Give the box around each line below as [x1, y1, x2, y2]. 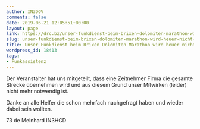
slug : [6, 36, 20, 42]
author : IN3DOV [6, 8, 44, 15]
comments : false [6, 14, 46, 20]
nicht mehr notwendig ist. [6, 87, 69, 95]
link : [6, 31, 20, 37]
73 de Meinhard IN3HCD [6, 117, 67, 124]
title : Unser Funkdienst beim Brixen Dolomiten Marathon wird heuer [6, 42, 180, 48]
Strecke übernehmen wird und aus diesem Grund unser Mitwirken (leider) [6, 81, 187, 88]
